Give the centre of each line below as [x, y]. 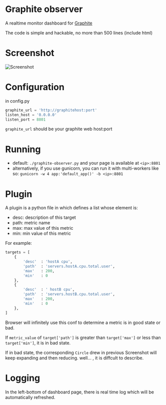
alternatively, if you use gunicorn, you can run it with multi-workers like [85, 168]
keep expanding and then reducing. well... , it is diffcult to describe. [74, 358]
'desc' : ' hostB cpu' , [49, 290]
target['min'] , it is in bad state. [38, 343]
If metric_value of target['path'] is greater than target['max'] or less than [83, 337]
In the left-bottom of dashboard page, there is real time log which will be [79, 392]
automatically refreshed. [30, 397]
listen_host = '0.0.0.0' [31, 115]
